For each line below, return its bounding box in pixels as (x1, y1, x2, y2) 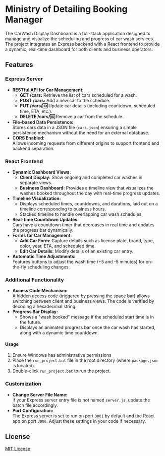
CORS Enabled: (12, 135, 45, 141)
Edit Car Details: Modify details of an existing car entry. (19, 248, 134, 254)
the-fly (12, 264, 26, 270)
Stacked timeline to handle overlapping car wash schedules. (19, 211, 143, 217)
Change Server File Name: (12, 391, 68, 397)
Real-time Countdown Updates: (12, 216, 79, 222)
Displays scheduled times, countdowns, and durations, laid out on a (19, 200, 158, 206)
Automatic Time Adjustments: (12, 253, 76, 259)
